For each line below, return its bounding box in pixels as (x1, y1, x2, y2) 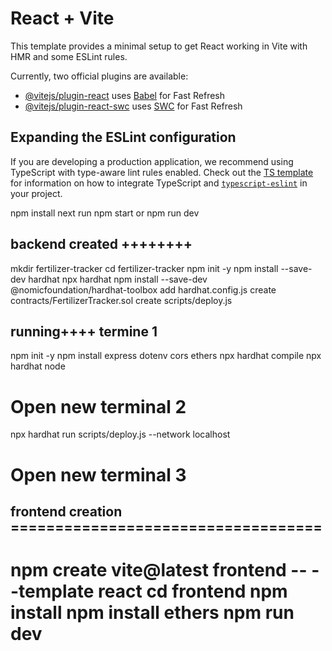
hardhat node (10, 360, 66, 372)
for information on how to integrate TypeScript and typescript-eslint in (10, 177, 308, 189)
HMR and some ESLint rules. (10, 50, 128, 62)
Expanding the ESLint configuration (10, 129, 237, 146)
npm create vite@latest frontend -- (10, 559, 308, 582)
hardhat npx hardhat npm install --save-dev (28, 273, 208, 285)
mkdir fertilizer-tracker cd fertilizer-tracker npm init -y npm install (10, 262, 279, 274)
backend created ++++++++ (10, 236, 193, 253)
